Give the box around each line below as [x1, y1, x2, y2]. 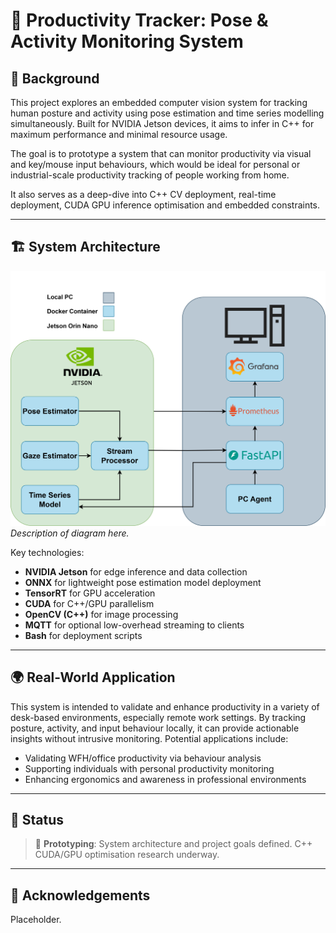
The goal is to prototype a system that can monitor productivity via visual [10, 148, 312, 159]
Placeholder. [10, 914, 62, 926]
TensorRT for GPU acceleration [24, 587, 156, 599]
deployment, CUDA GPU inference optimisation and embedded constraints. [10, 199, 321, 211]
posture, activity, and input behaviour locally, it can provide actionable [10, 722, 300, 734]
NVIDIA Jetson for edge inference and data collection [24, 565, 248, 578]
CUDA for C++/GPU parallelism [24, 597, 155, 609]
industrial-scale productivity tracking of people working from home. [10, 169, 290, 181]
